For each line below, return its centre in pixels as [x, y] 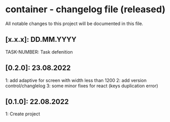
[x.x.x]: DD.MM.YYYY [41, 40]
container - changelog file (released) [86, 9]
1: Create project [23, 114]
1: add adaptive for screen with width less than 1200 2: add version [76, 80]
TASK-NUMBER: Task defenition [39, 52]
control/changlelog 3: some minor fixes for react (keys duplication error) [82, 86]
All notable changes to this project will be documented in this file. [74, 23]
